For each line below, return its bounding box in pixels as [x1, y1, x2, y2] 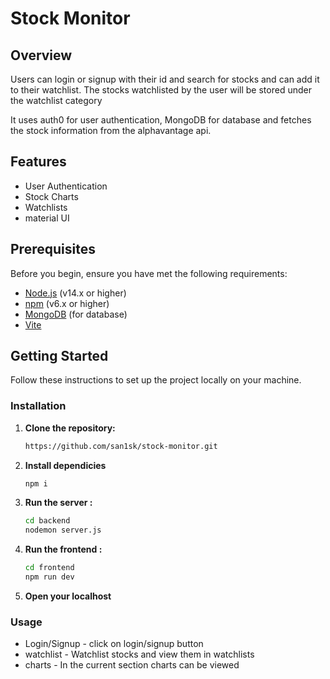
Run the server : [24, 497, 93, 509]
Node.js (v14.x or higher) [24, 287, 127, 299]
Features [10, 153, 67, 171]
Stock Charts [24, 190, 79, 202]
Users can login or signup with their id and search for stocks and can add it [10, 73, 320, 85]
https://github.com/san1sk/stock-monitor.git [24, 441, 218, 451]
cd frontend [24, 563, 75, 573]
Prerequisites [10, 241, 96, 258]
